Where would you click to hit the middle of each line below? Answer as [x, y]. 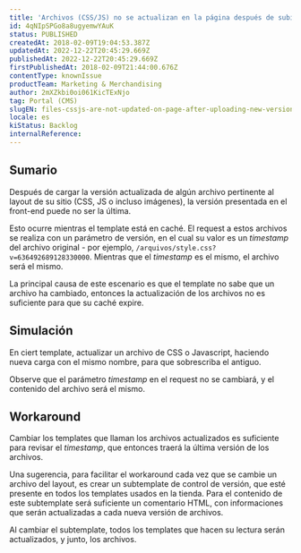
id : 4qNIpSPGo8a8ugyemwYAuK [62, 26]
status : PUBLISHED [43, 34]
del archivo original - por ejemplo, [72, 247]
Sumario [34, 170]
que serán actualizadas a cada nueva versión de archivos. [116, 513]
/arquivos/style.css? [176, 248]
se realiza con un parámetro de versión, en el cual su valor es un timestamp [149, 237]
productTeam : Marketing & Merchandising [86, 84]
